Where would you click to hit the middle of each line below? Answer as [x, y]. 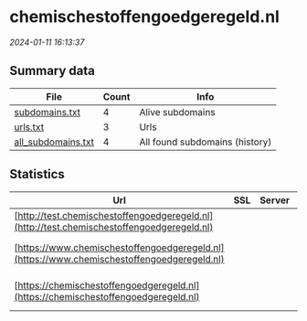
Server [275, 200]
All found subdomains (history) [206, 142]
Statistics [37, 174]
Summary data [53, 71]
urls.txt [29, 127]
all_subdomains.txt [54, 142]
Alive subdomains [178, 112]
